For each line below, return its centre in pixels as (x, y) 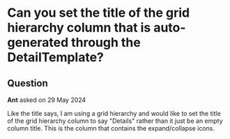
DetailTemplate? (56, 58)
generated (38, 43)
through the (106, 43)
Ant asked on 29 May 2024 (47, 100)
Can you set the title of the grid (99, 13)
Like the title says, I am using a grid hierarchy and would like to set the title (114, 114)
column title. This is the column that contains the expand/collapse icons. (111, 128)
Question (28, 83)
